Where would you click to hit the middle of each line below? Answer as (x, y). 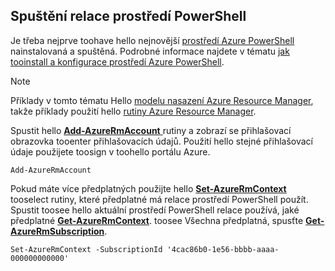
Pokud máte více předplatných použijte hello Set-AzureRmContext (148, 188)
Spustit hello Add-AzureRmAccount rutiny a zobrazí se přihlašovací (151, 130)
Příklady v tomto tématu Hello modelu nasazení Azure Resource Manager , (162, 100)
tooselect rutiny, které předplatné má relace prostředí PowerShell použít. (159, 199)
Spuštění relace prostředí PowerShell (128, 16)
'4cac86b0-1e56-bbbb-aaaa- (223, 249)
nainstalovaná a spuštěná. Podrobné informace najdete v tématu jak (150, 51)
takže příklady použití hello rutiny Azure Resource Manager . (133, 111)
